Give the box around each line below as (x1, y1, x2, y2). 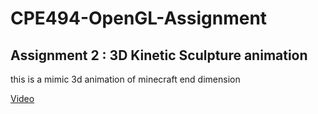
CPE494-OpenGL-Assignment (10, 7, 268, 30)
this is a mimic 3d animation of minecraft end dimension (10, 73, 241, 85)
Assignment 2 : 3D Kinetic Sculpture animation (10, 47, 308, 64)
